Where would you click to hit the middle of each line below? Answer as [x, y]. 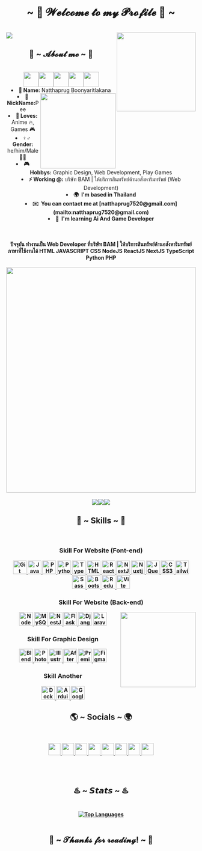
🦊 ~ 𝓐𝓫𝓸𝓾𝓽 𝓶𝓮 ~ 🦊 [61, 54]
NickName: [21, 103]
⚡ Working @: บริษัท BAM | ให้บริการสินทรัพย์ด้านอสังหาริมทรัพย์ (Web [105, 179]
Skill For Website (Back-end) [101, 602]
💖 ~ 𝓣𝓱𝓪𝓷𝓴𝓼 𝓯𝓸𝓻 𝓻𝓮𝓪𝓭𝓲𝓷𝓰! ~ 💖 [101, 840]
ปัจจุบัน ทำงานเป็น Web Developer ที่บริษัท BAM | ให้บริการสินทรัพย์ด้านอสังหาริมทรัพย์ [101, 244]
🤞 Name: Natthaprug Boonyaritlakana [65, 90]
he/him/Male [23, 150]
